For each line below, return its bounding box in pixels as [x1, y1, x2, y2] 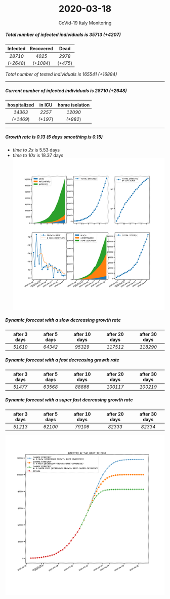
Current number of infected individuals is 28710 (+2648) [5, 88, 127, 94]
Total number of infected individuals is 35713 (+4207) [5, 31, 121, 38]
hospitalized [7, 102, 34, 108]
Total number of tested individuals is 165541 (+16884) [5, 71, 117, 78]
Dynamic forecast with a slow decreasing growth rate [5, 317, 121, 323]
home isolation [57, 102, 90, 108]
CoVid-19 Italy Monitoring [58, 20, 112, 26]
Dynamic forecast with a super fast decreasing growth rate [5, 397, 133, 403]
